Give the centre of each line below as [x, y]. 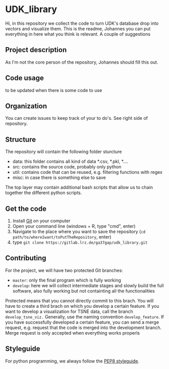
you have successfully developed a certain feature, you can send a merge [82, 322]
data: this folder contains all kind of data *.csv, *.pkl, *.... [70, 162]
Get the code [26, 209]
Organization [26, 106]
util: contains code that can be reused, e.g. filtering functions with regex [88, 172]
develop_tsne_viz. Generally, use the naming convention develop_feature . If [84, 316]
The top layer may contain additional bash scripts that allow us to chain [79, 188]
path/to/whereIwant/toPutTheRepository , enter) [62, 237]
